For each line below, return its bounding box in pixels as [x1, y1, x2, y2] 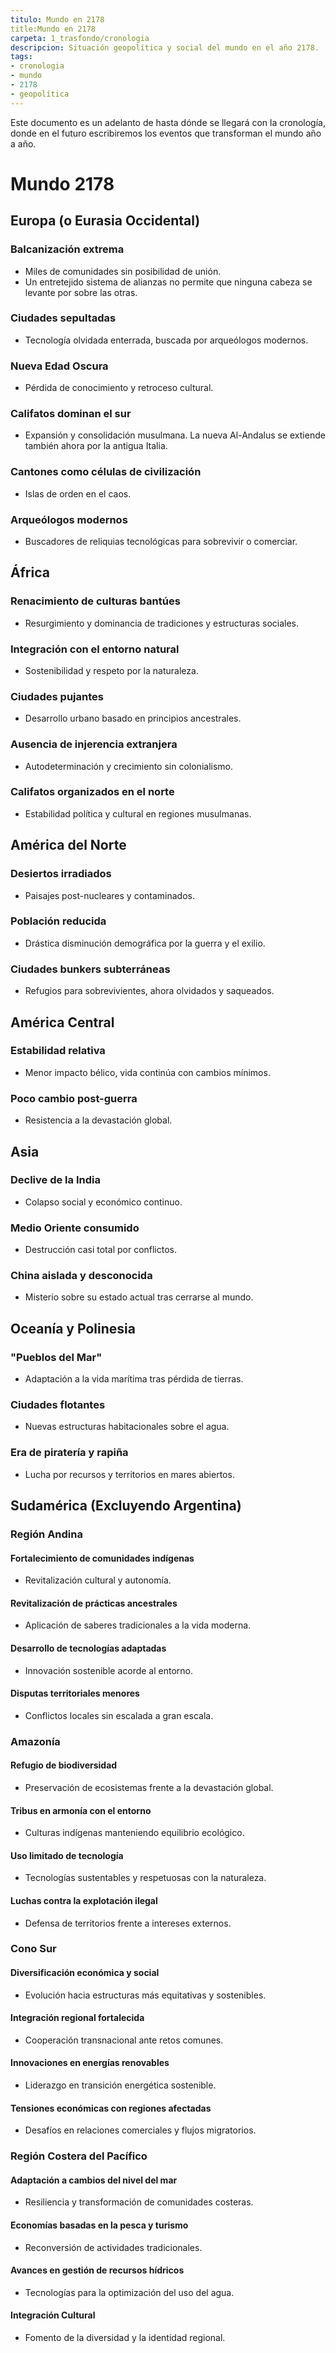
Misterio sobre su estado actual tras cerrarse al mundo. [24, 1291, 254, 1303]
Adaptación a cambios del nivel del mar [10, 2174, 178, 2186]
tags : [10, 52, 33, 62]
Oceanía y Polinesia [10, 1320, 136, 1337]
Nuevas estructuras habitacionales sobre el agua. [24, 1421, 230, 1433]
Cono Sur [10, 1942, 57, 1956]
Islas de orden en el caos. [24, 487, 132, 500]
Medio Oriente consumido [10, 1221, 140, 1235]
